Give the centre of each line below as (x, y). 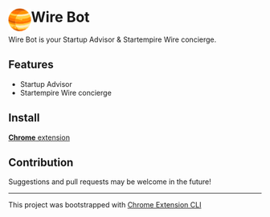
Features (31, 65)
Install (24, 118)
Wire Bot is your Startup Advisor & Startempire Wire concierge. (112, 39)
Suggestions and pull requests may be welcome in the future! (110, 182)
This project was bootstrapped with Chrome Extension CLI (105, 205)
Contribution (41, 162)
